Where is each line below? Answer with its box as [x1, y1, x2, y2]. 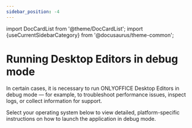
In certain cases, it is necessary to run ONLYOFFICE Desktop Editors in [6, 85, 180, 92]
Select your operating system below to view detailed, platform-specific [6, 108, 180, 116]
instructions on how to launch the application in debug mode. [6, 115, 156, 122]
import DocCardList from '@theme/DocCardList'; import [6, 25, 143, 32]
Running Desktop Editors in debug [6, 52, 178, 65]
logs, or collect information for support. [6, 97, 102, 104]
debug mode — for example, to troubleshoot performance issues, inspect [6, 90, 186, 98]
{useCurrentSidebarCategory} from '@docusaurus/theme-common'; [6, 31, 174, 39]
